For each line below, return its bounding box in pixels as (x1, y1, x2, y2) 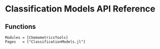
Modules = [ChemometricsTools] (5, 35, 68, 40)
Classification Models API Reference (5, 3, 156, 14)
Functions (5, 23, 36, 31)
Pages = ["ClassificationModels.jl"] (5, 39, 86, 44)
